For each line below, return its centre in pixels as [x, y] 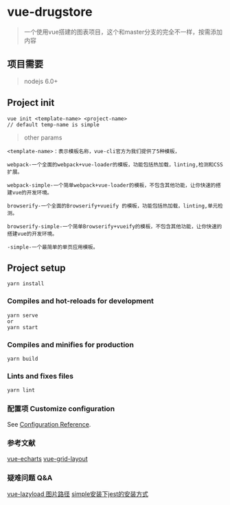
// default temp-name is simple [53, 124]
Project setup [37, 268]
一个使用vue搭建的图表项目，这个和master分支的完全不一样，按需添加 [123, 32]
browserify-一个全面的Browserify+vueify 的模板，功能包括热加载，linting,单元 [113, 206]
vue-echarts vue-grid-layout [47, 458]
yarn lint [21, 390]
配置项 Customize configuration [61, 409]
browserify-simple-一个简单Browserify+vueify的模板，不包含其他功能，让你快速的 [115, 226]
